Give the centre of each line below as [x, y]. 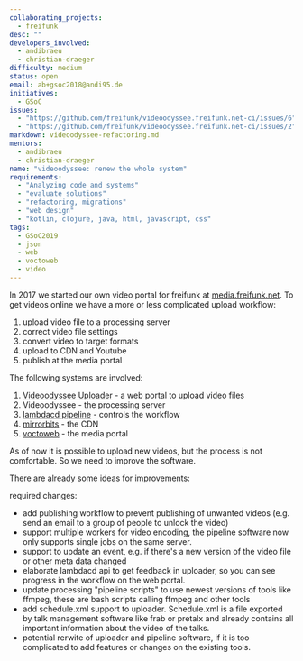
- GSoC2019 [38, 235]
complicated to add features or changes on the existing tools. [136, 647]
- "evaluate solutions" [62, 194]
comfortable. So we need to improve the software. [103, 460]
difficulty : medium [46, 69]
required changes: [43, 495]
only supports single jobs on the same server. [107, 541]
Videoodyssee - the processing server [94, 404]
